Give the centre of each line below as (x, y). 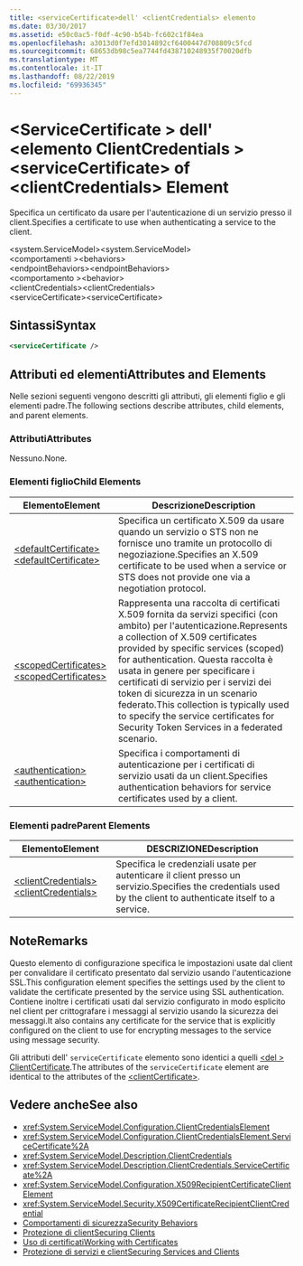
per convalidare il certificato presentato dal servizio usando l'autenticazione (150, 972)
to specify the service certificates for (196, 716)
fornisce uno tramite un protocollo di (195, 543)
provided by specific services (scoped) (201, 648)
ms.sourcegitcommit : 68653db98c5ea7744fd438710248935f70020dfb (131, 52)
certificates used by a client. (178, 798)
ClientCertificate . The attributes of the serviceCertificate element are (139, 1066)
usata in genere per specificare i (186, 671)
